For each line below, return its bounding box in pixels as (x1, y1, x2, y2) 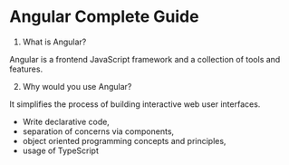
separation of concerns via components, (22, 125, 175, 137)
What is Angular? (22, 36, 87, 47)
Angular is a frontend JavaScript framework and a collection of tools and (9, 53, 281, 64)
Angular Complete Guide (9, 6, 199, 27)
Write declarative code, (22, 116, 111, 127)
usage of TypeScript (22, 145, 100, 156)
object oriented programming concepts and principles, (22, 135, 226, 146)
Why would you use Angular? (22, 81, 132, 92)
